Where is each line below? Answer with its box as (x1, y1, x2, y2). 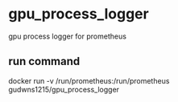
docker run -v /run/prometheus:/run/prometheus (8, 75, 170, 85)
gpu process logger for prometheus (8, 31, 127, 41)
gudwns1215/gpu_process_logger (8, 84, 119, 94)
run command (8, 55, 81, 68)
